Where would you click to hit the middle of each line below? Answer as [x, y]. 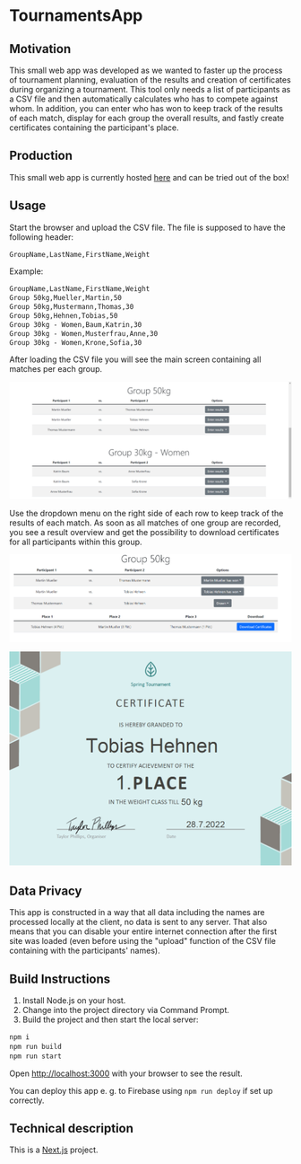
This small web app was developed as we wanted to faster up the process [146, 70]
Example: [26, 271]
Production [41, 156]
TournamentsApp [76, 16]
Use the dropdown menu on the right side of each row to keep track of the [146, 514]
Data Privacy [46, 891]
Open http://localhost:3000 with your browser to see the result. [126, 1073]
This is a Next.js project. [54, 1150]
